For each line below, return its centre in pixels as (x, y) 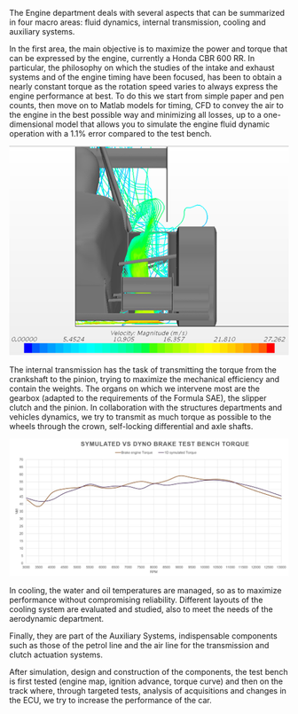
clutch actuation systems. (56, 655)
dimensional (31, 124)
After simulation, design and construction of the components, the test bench (149, 672)
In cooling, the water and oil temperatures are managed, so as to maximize (145, 591)
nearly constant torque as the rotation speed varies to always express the (144, 86)
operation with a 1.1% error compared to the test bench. (110, 133)
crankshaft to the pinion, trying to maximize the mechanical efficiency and (145, 379)
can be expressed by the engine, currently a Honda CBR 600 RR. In (132, 58)
